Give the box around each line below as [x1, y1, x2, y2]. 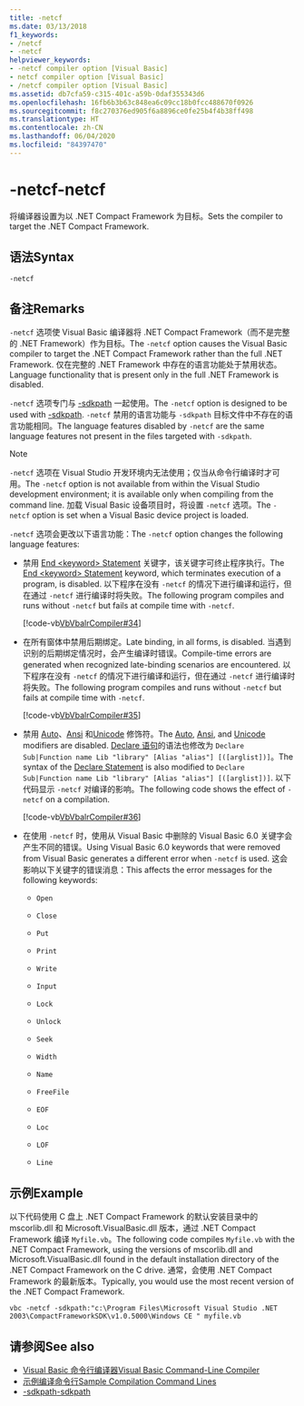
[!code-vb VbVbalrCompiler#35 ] [22, 710, 142, 721]
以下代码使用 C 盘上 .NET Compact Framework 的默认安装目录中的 [9, 1211, 259, 1222]
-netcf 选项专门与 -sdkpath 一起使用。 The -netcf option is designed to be [9, 397, 288, 409]
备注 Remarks [9, 301, 85, 316]
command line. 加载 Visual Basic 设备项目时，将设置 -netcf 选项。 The [9, 499, 271, 510]
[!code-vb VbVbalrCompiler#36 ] [22, 811, 142, 823]
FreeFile [35, 1088, 70, 1097]
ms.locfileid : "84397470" [9, 140, 107, 149]
